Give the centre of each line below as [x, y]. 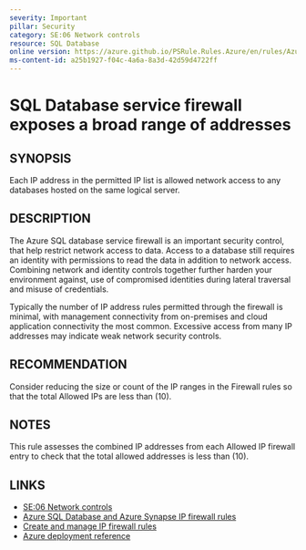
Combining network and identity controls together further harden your [141, 269]
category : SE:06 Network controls [75, 35]
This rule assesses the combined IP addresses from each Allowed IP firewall [153, 447]
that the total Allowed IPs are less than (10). [91, 396]
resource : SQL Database [55, 43]
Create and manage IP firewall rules [90, 526]
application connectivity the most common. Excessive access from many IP [151, 326]
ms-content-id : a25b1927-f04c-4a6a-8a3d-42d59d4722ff [114, 60]
